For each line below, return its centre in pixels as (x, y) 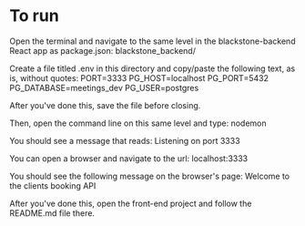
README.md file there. (52, 213)
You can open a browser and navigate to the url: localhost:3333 (129, 158)
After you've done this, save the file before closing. (105, 105)
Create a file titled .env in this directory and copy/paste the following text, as (152, 68)
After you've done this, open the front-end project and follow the (131, 203)
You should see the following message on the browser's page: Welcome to (150, 176)
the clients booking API (53, 185)
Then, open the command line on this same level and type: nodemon (138, 123)
